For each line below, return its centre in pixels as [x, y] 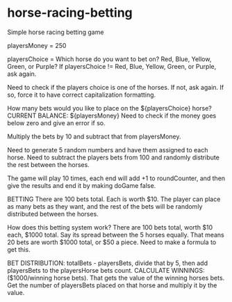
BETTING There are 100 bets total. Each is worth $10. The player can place [114, 199]
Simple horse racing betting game [56, 32]
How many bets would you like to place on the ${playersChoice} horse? [109, 108]
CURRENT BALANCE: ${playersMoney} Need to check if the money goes [112, 116]
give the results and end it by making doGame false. [82, 185]
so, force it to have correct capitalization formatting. [82, 95]
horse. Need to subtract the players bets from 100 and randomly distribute [114, 157]
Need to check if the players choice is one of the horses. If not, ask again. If [116, 87]
